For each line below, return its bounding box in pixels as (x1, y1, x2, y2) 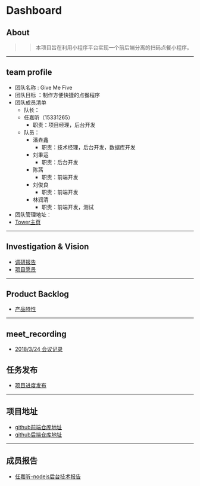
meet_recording (6, 329, 67, 339)
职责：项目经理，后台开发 (32, 121, 96, 129)
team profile (6, 67, 52, 78)
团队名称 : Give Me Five (14, 84, 73, 91)
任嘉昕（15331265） (23, 114, 74, 121)
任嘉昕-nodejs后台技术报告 (14, 473, 82, 480)
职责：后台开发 (41, 158, 79, 166)
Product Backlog (6, 289, 70, 299)
